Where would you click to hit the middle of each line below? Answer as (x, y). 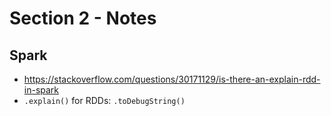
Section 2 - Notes (83, 18)
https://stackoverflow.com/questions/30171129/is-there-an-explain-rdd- (172, 79)
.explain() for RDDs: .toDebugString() (104, 100)
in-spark (41, 90)
